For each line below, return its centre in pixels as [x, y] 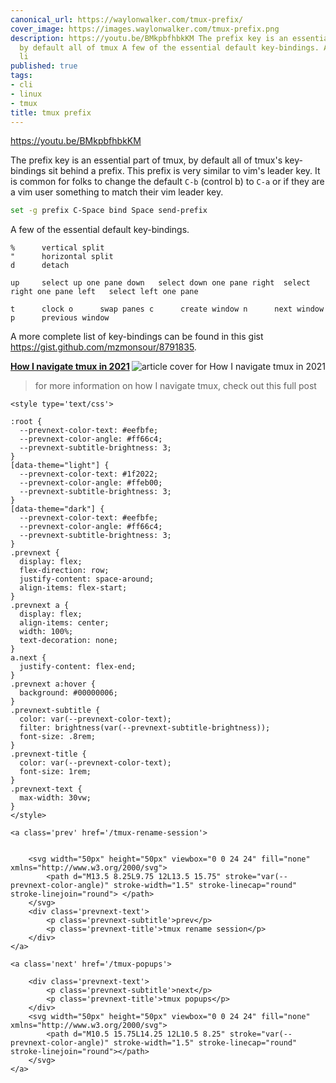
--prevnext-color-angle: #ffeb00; [91, 483]
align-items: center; [64, 623]
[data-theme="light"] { [60, 466]
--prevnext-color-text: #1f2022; [89, 474]
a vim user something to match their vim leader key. [117, 192]
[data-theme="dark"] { [57, 509]
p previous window [60, 318]
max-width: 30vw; [55, 798]
